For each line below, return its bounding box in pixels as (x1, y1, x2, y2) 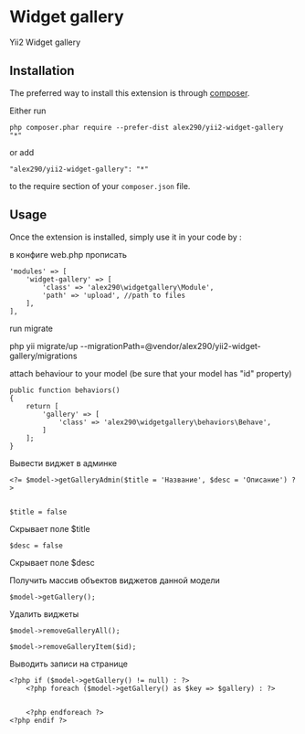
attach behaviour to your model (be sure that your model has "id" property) (9, 367, 292, 378)
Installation (9, 63, 75, 79)
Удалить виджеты (9, 608, 79, 619)
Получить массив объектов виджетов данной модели (9, 574, 221, 586)
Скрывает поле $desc (9, 557, 95, 568)
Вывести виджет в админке (9, 457, 117, 468)
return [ (26, 401, 59, 410)
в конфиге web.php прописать (9, 249, 128, 260)
